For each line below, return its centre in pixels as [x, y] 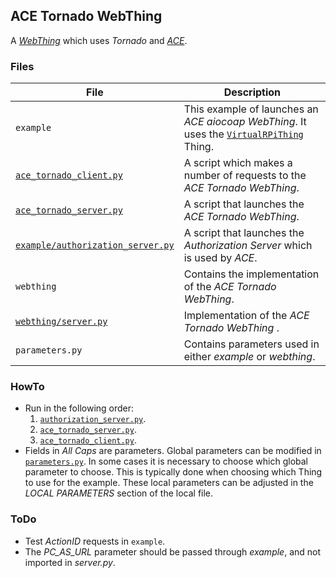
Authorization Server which [248, 246]
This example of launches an [251, 109]
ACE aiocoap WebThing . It [245, 122]
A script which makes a [238, 163]
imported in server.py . [70, 562]
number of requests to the [245, 176]
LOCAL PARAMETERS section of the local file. [119, 493]
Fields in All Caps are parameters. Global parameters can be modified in [173, 451]
